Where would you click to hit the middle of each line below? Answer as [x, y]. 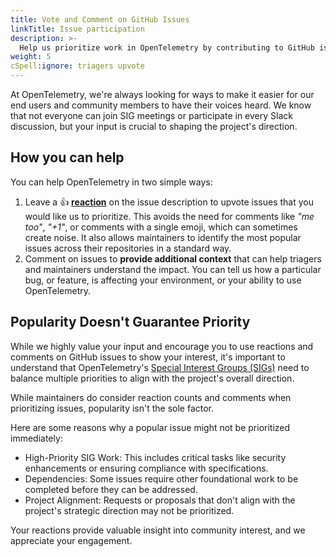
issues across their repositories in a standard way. [128, 248]
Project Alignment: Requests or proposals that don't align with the [160, 500]
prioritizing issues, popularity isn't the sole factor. [112, 408]
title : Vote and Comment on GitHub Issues [100, 19]
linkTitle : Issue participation [77, 29]
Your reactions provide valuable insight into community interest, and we [158, 530]
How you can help [67, 157]
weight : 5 [31, 57]
